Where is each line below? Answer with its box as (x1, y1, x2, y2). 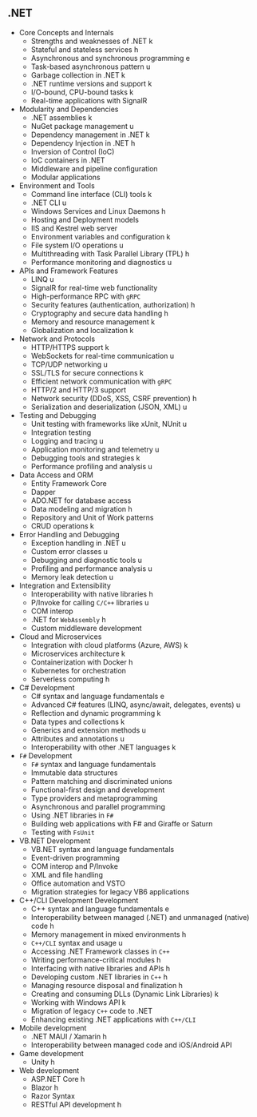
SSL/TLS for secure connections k (30, 368, 144, 377)
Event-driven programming (30, 853, 121, 862)
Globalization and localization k (30, 325, 134, 335)
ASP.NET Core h (30, 1074, 85, 1083)
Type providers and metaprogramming (30, 793, 158, 803)
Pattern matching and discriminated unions (30, 776, 172, 786)
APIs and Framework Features (18, 266, 119, 275)
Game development (18, 1048, 85, 1058)
